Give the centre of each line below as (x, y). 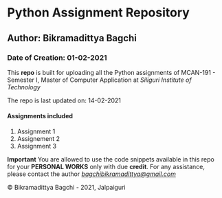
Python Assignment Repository (99, 13)
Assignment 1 (36, 131)
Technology (24, 87)
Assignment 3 (37, 146)
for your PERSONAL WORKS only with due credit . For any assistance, (106, 167)
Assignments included (40, 116)
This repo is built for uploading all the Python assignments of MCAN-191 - (111, 72)
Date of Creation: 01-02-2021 (57, 58)
